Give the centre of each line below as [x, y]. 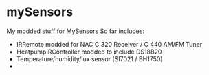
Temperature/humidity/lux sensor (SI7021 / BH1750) [89, 58]
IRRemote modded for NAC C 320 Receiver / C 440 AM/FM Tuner [109, 44]
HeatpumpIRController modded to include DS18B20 [89, 52]
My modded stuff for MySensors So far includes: [76, 31]
